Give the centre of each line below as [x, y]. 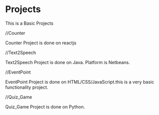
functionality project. [27, 87]
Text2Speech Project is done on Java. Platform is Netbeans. [68, 62]
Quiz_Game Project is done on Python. [45, 106]
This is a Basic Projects [30, 23]
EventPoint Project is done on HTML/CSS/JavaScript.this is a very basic [80, 82]
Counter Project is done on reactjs [41, 43]
